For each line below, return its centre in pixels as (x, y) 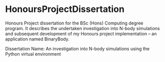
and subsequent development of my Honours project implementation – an (81, 33)
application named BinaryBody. (37, 39)
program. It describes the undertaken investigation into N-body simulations (82, 28)
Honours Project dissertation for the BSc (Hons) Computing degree (74, 23)
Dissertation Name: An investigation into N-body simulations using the (77, 48)
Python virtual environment (33, 54)
